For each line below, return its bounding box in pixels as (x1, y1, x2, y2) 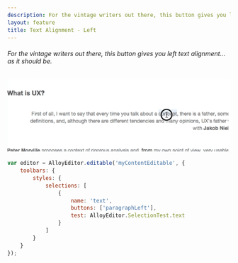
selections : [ (45, 182, 87, 189)
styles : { (33, 174, 62, 181)
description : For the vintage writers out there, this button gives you (7, 11, 227, 18)
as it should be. (7, 57, 52, 65)
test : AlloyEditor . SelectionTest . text (70, 212, 186, 220)
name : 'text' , (70, 197, 113, 204)
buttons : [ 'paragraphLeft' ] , (70, 205, 157, 212)
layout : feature (7, 18, 55, 26)
